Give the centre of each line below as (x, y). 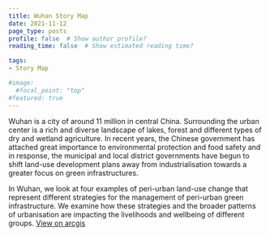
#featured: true (36, 98)
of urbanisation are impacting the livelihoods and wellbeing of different (126, 214)
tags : (17, 61)
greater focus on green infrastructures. (74, 173)
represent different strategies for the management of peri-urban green (126, 197)
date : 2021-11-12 (38, 24)
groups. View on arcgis (47, 223)
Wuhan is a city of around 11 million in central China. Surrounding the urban (134, 121)
